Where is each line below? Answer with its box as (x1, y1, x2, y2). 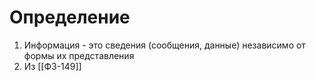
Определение (9, 6, 131, 29)
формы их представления (23, 49, 135, 61)
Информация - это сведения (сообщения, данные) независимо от (23, 39, 306, 51)
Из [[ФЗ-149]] (23, 60, 82, 72)
